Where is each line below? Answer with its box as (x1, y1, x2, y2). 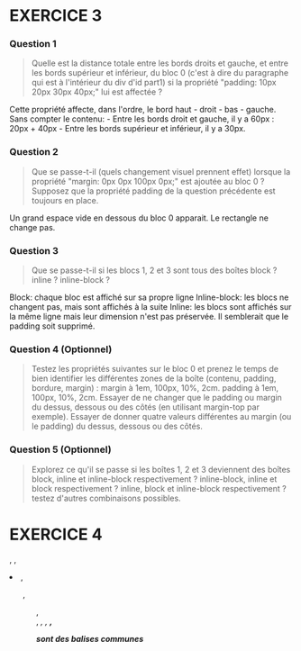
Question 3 (9, 244, 59, 257)
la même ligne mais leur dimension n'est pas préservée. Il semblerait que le (9, 312, 289, 322)
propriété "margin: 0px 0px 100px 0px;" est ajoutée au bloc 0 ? (31, 176, 265, 186)
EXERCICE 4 (9, 524, 103, 545)
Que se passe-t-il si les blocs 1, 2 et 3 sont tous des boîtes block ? (31, 265, 278, 276)
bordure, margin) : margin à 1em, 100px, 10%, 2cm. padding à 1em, (31, 383, 279, 393)
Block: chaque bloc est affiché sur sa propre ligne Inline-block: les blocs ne (9, 292, 289, 303)
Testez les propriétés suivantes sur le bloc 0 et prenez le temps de (31, 364, 279, 375)
